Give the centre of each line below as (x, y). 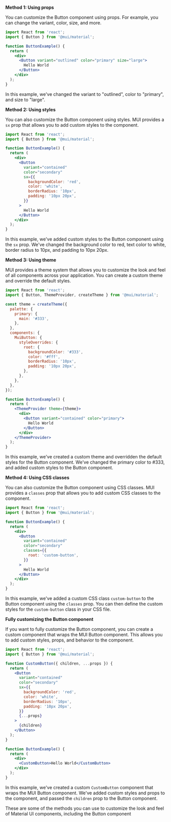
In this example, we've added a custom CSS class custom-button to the (80, 598)
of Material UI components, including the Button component (68, 814)
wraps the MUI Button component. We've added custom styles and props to (85, 793)
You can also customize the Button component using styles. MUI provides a (85, 119)
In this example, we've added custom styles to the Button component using (84, 239)
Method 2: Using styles (31, 109)
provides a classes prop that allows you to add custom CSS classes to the (83, 493)
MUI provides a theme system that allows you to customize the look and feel (86, 270)
